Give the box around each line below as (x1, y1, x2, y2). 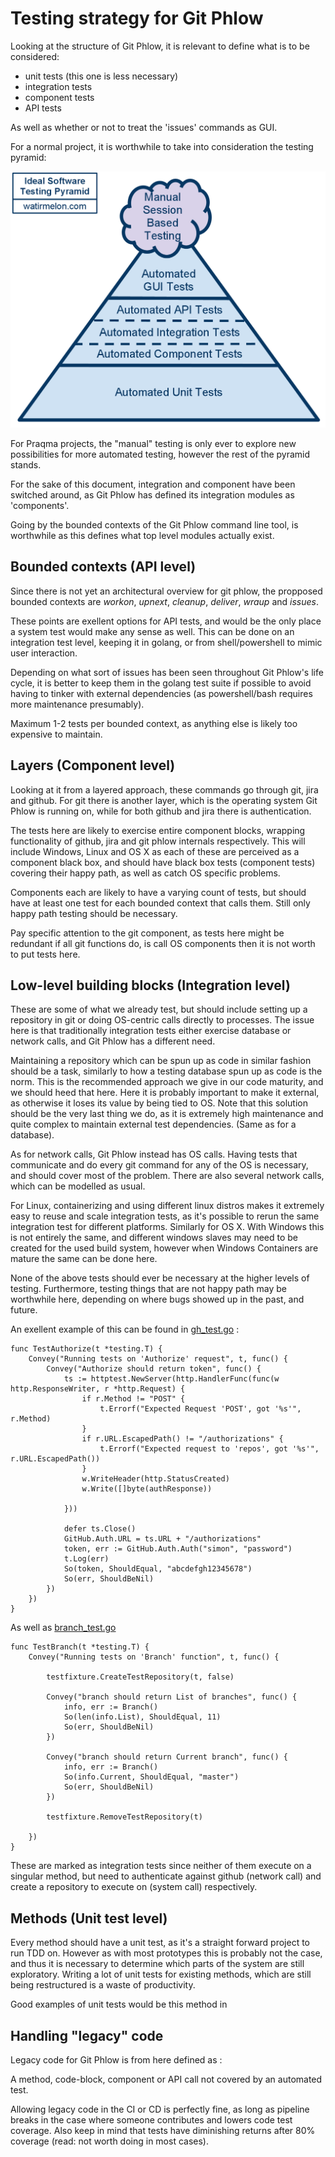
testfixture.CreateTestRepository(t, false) (46, 1672, 235, 1682)
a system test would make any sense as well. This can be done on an (10, 625, 295, 637)
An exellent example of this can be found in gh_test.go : (10, 1323, 240, 1336)
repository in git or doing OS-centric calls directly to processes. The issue (10, 1014, 315, 1026)
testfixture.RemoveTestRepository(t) (46, 1812, 203, 1822)
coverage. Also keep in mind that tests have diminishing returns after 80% (10, 2124, 316, 2136)
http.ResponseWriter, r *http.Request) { (10, 1384, 186, 1394)
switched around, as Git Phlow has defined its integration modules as (10, 488, 295, 501)
